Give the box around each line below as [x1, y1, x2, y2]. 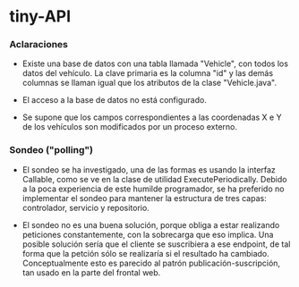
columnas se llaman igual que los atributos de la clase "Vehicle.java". [21, 78, 278, 89]
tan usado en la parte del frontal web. [21, 266, 161, 278]
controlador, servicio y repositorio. [21, 202, 149, 213]
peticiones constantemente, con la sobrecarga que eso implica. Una [21, 229, 274, 240]
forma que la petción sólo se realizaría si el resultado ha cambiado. [21, 248, 270, 258]
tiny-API [9, 6, 72, 27]
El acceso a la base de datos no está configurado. [21, 95, 208, 106]
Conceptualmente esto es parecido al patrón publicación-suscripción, [21, 257, 280, 268]
